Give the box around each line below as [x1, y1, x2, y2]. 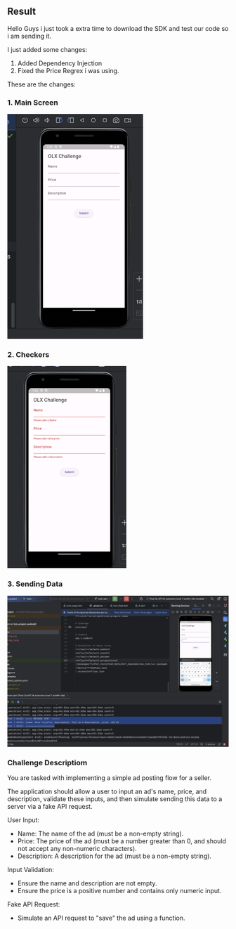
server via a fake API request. [7, 803, 93, 811]
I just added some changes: [7, 45, 88, 53]
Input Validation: [7, 866, 55, 874]
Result [7, 6, 37, 18]
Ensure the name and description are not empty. [17, 879, 157, 888]
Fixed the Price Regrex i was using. [17, 66, 119, 74]
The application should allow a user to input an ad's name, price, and [7, 787, 207, 796]
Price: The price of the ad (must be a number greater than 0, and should [17, 837, 227, 845]
